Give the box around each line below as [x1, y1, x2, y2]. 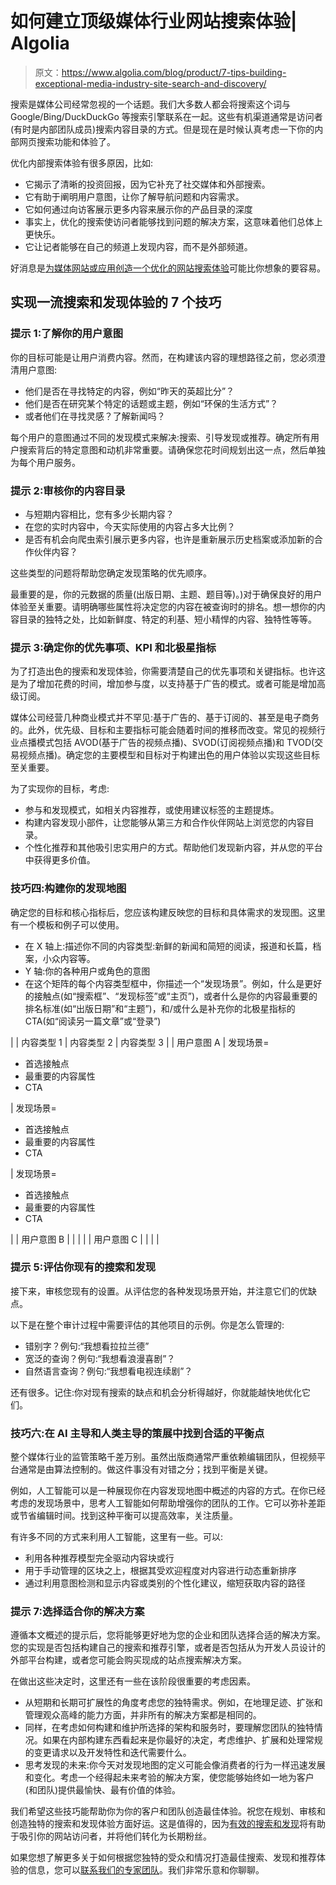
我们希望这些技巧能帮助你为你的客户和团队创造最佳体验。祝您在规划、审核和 [10, 1805, 326, 1817]
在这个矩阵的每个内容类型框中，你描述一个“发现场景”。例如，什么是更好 [24, 977, 323, 989]
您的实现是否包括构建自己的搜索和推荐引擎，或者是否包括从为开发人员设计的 [10, 1642, 326, 1654]
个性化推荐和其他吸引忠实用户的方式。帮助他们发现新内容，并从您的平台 [24, 842, 323, 854]
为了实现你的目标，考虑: [10, 783, 110, 795]
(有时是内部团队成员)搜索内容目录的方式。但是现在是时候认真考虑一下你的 [10, 123, 315, 135]
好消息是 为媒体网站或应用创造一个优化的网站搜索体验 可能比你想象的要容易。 [10, 262, 326, 274]
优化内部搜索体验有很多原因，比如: [10, 157, 154, 169]
